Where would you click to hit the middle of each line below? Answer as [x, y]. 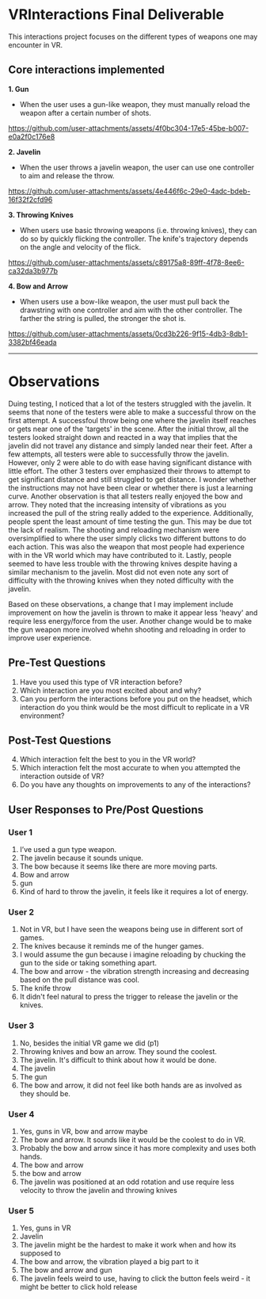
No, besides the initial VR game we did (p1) [89, 1043]
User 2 [21, 911]
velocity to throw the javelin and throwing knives [99, 1190]
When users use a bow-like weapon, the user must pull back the [124, 301]
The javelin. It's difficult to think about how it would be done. [118, 1060]
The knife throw [45, 988]
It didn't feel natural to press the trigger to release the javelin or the [129, 997]
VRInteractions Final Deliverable [116, 15]
